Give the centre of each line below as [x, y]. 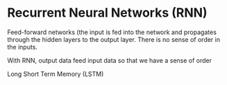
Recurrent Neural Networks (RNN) [107, 13]
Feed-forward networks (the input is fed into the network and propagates [112, 32]
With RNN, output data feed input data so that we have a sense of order [110, 60]
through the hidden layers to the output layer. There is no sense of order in [114, 39]
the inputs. [23, 47]
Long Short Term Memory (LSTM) [56, 74]
